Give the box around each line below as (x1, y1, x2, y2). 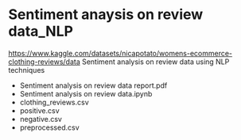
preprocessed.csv (19, 123, 80, 132)
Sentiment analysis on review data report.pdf (19, 81, 168, 90)
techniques (8, 65, 45, 74)
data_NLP (8, 22, 74, 40)
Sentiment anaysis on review (8, 6, 204, 24)
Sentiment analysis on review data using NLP (82, 57, 230, 66)
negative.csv (19, 114, 62, 123)
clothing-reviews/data (8, 57, 81, 66)
